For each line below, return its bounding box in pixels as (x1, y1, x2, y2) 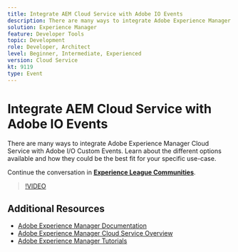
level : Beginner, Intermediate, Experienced (7, 51, 142, 58)
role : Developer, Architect (7, 43, 91, 51)
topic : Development (7, 37, 66, 44)
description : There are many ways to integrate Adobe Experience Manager (7, 17, 232, 24)
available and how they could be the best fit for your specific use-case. (7, 154, 217, 163)
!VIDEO (24, 182, 46, 191)
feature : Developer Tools (7, 30, 84, 38)
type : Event (7, 70, 43, 77)
